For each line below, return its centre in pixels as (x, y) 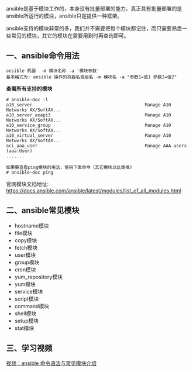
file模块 (23, 233)
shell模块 (25, 313)
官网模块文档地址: (27, 184)
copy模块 (26, 240)
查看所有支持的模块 (29, 88)
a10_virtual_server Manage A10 (89, 135)
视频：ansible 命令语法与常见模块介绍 (51, 363)
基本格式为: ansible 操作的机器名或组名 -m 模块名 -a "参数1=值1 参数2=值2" (92, 77)
